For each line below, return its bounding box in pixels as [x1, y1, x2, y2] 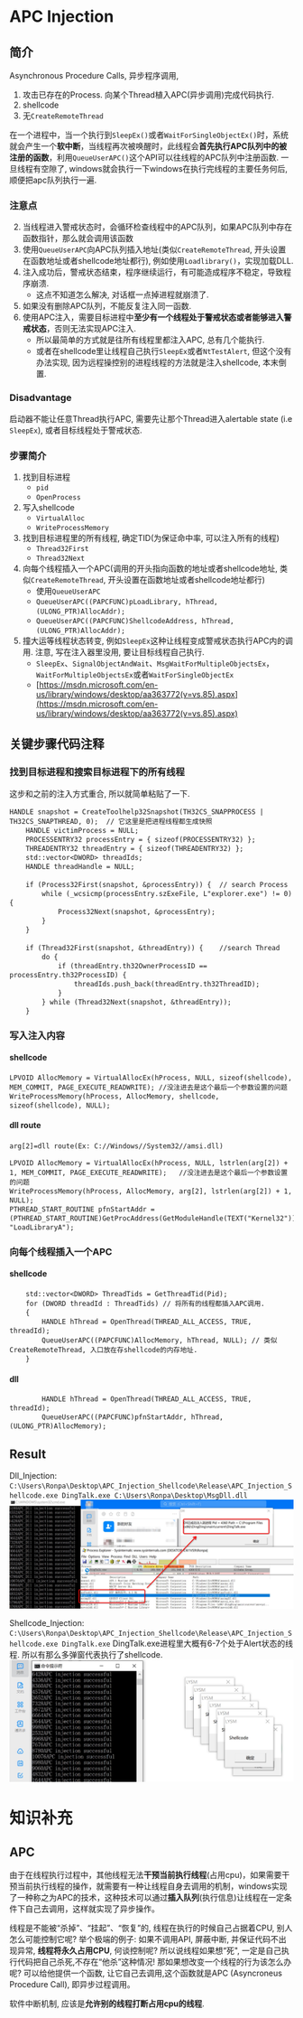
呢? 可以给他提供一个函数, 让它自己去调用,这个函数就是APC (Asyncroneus [9, 1967, 282, 1979]
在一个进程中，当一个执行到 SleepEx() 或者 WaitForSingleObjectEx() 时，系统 [9, 129, 289, 140]
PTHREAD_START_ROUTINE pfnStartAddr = [9, 1204, 155, 1214]
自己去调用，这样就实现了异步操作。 [24, 1903, 160, 1914]
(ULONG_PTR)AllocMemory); [9, 1422, 106, 1431]
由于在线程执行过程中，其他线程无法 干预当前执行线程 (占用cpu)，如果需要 [9, 1870, 282, 1881]
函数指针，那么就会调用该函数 [22, 233, 133, 244]
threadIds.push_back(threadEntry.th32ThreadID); [73, 979, 260, 988]
